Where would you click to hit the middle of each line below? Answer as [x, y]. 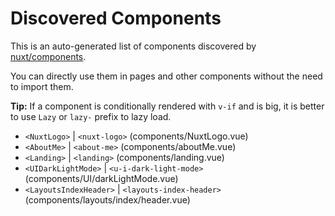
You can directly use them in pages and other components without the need [166, 76]
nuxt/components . [48, 56]
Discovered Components [116, 18]
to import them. [42, 86]
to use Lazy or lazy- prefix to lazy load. [91, 116]
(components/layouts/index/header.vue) [107, 199]
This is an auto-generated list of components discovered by [133, 46]
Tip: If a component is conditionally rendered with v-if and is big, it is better [167, 106]
